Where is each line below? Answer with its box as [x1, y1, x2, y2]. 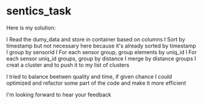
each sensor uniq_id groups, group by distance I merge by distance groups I [6, 55, 196, 62]
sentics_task [6, 4, 71, 18]
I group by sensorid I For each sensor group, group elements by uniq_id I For [6, 48, 197, 55]
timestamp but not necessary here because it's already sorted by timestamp [6, 42, 196, 49]
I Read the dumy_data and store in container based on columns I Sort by [6, 35, 185, 43]
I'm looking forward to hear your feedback [6, 91, 112, 98]
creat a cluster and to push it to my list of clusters [6, 61, 130, 69]
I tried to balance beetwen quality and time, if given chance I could [6, 73, 172, 80]
